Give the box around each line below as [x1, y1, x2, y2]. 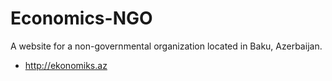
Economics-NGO [10, 7, 153, 30]
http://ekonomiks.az [24, 59, 108, 71]
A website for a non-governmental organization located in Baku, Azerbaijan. [10, 40, 323, 52]
